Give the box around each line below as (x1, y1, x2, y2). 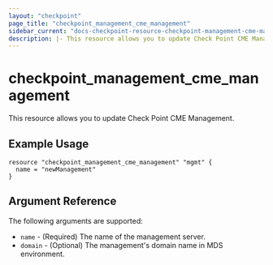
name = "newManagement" (15, 165, 96, 173)
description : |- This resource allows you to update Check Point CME (8, 34, 249, 43)
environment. (19, 249, 65, 259)
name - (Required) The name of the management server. (19, 232, 206, 241)
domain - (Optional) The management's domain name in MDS (19, 240, 223, 250)
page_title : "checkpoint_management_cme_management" (8, 19, 191, 28)
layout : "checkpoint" (8, 11, 82, 20)
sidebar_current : (8, 27, 67, 35)
